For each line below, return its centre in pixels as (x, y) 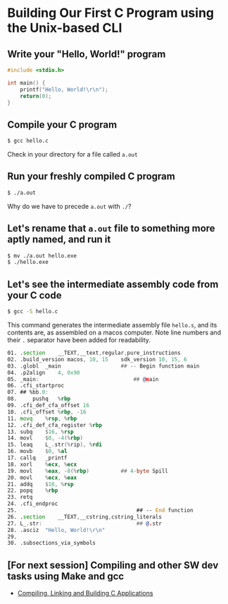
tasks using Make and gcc (66, 576)
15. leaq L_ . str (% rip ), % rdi (55, 445)
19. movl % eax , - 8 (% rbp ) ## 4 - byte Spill (88, 471)
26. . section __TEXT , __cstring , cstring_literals (84, 517)
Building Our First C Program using (111, 13)
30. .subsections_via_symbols (52, 543)
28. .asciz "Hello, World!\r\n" (56, 530)
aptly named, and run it (59, 240)
